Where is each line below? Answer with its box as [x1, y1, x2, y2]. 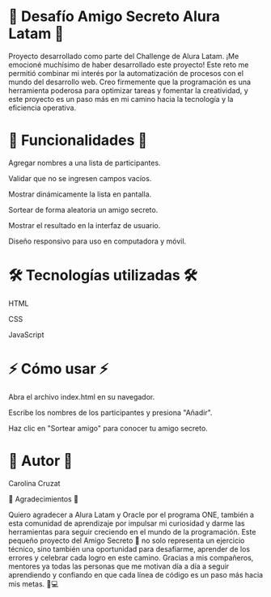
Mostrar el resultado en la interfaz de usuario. [8, 220, 161, 230]
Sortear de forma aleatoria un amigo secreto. [8, 205, 159, 214]
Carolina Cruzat [8, 478, 61, 488]
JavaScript [8, 329, 44, 339]
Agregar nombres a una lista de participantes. [8, 158, 161, 167]
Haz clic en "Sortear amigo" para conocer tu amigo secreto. [8, 423, 208, 433]
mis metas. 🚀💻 [8, 578, 59, 589]
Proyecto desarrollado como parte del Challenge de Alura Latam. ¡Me [8, 51, 239, 61]
